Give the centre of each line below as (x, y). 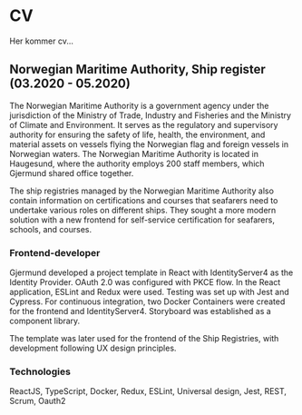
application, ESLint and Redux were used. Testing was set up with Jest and (149, 292)
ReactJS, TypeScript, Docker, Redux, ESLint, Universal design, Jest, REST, (148, 391)
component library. (45, 321)
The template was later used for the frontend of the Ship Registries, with (144, 339)
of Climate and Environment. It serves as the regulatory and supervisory (144, 124)
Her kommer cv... (42, 41)
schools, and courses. (51, 229)
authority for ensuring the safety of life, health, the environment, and (137, 134)
